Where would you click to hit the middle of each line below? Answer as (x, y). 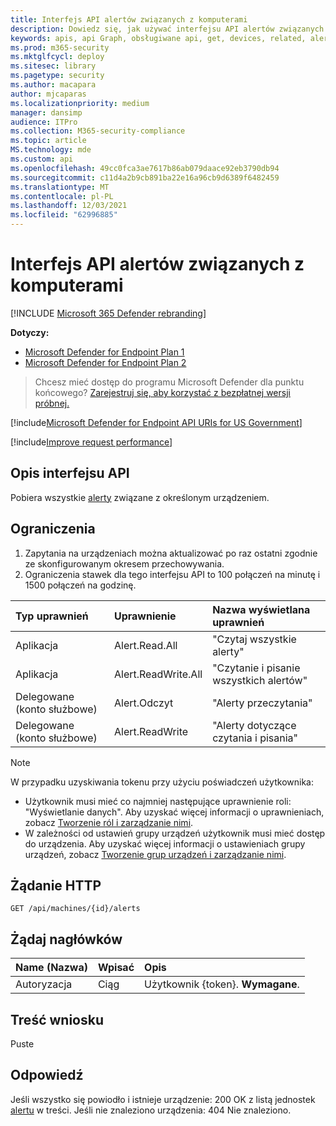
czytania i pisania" (255, 738)
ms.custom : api (42, 159)
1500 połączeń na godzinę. (80, 585)
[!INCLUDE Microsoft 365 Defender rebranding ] (108, 313)
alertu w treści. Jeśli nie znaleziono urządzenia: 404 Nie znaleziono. (151, 1110)
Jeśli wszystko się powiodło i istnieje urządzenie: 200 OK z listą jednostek (163, 1099)
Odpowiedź (47, 1075)
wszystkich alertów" (260, 680)
